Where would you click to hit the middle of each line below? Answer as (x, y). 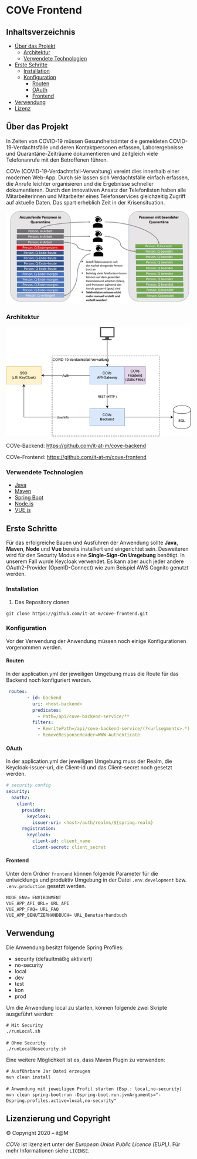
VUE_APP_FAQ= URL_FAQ (33, 910)
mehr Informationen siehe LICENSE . (48, 1150)
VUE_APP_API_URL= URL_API (38, 904)
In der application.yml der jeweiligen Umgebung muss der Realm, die (89, 761)
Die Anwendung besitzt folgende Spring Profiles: (65, 947)
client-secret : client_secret (69, 848)
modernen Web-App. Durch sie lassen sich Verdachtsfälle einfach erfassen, (98, 177)
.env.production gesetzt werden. (46, 886)
